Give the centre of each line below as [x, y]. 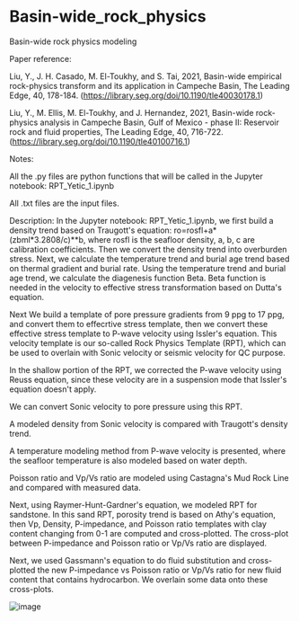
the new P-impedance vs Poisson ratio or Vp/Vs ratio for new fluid [159, 570]
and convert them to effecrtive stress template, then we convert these [139, 324]
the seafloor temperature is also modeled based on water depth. [128, 460]
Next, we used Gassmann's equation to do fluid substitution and [128, 560]
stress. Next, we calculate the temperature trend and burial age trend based [149, 259]
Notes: [22, 158]
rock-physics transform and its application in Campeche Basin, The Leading [149, 85]
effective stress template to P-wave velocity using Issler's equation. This [143, 333]
